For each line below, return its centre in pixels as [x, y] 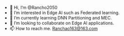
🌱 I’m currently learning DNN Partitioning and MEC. [61, 18]
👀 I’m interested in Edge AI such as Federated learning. [65, 13]
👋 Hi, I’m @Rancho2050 [33, 8]
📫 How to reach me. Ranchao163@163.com [54, 28]
